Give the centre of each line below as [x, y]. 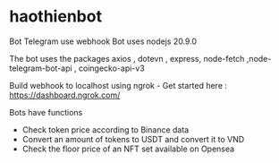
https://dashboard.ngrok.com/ [65, 95]
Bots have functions [46, 112]
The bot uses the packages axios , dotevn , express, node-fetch [127, 58]
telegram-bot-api [41, 68]
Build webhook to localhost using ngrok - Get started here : [118, 85]
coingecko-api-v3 [112, 68]
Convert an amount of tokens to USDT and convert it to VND [133, 139]
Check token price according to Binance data [106, 129]
